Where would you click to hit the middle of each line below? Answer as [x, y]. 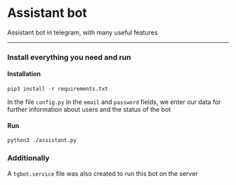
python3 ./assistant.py [42, 141]
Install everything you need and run [69, 57]
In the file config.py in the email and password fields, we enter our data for [114, 102]
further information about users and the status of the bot [89, 110]
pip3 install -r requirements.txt [58, 89]
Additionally [28, 158]
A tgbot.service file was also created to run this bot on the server [103, 173]
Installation [24, 74]
